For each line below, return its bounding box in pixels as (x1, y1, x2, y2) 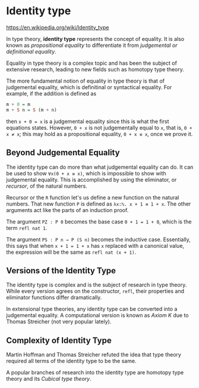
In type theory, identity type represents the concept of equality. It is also (6, 35, 185, 42)
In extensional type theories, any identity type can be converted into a (6, 305, 178, 313)
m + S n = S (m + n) (6, 107, 58, 113)
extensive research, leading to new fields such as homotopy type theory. (6, 65, 184, 72)
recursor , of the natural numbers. (6, 182, 87, 190)
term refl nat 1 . (6, 224, 48, 231)
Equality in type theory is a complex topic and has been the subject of (6, 59, 177, 67)
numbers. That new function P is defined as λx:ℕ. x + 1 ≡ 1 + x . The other (6, 200, 191, 207)
